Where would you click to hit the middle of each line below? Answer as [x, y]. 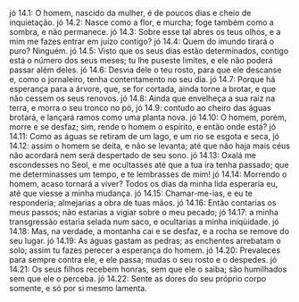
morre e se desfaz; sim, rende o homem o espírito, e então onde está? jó [143, 127]
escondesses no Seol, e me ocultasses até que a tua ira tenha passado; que [149, 165]
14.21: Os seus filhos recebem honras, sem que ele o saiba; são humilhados [148, 269]
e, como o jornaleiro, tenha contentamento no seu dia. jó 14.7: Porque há [142, 79]
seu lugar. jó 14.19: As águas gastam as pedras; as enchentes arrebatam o [145, 241]
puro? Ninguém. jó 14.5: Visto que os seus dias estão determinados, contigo [149, 51]
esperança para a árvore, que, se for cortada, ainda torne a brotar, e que [143, 89]
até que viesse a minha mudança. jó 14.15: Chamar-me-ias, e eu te [131, 193]
